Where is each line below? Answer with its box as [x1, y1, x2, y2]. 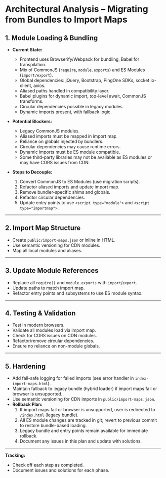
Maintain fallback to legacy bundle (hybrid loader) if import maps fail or [12, 386, 157, 391]
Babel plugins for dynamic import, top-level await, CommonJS [19, 93, 146, 99]
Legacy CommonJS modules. [19, 128, 80, 134]
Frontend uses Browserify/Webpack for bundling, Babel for [19, 56, 140, 62]
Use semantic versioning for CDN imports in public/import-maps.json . [12, 396, 156, 402]
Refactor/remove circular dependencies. [12, 338, 95, 344]
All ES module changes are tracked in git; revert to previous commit [19, 417, 157, 423]
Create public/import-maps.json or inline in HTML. [12, 237, 116, 243]
